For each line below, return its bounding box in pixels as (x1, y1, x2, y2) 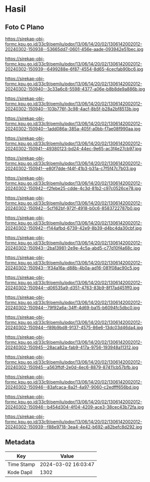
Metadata (5, 438, 35, 446)
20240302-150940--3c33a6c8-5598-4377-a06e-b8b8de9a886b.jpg (5, 86, 145, 92)
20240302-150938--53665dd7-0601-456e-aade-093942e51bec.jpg (5, 46, 144, 52)
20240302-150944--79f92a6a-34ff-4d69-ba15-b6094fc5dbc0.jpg (5, 305, 140, 310)
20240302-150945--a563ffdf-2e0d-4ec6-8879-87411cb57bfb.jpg (5, 365, 138, 370)
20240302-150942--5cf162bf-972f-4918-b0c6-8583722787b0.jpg (5, 206, 140, 211)
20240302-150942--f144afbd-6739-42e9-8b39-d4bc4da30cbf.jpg (5, 225, 142, 231)
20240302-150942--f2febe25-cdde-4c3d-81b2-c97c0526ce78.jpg (5, 185, 141, 191)
